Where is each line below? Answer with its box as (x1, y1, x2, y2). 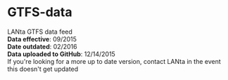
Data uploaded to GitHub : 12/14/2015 (7, 50, 116, 58)
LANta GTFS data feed (7, 27, 72, 36)
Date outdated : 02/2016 (7, 42, 77, 51)
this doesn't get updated (7, 65, 79, 73)
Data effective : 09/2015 (7, 34, 77, 43)
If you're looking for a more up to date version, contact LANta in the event (7, 57, 222, 65)
